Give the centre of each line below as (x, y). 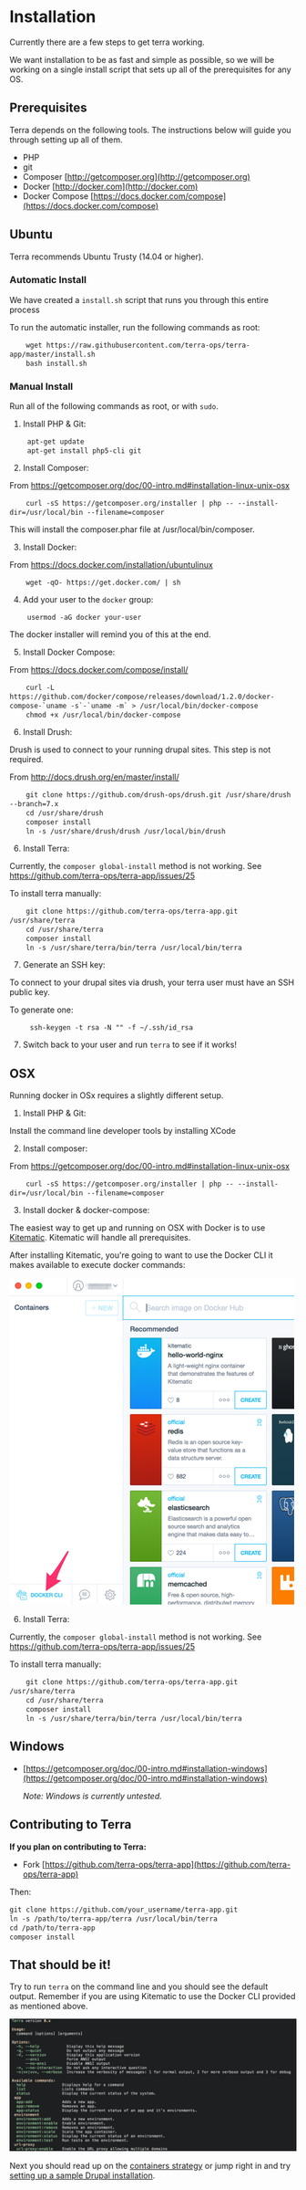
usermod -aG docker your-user (84, 618)
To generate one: (41, 1010)
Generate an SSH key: (64, 965)
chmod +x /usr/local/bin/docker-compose (103, 715)
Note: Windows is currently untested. (92, 1796)
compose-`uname (38, 706)
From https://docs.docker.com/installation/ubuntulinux (112, 565)
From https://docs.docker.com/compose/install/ (99, 670)
